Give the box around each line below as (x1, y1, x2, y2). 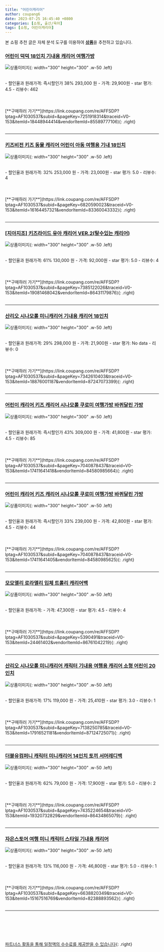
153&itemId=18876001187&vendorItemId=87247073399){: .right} (5, 379, 135, 385)
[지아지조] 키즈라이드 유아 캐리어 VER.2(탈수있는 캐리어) (5, 230, 130, 237)
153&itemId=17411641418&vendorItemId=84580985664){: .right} (5, 468, 134, 474)
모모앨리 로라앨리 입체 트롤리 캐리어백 (5, 580, 88, 586)
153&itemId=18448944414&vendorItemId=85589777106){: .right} (5, 119, 136, 125)
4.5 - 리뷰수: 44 (5, 524, 36, 530)
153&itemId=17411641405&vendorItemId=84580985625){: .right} (5, 557, 135, 563)
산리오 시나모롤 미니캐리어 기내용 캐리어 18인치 (5, 312, 109, 319)
